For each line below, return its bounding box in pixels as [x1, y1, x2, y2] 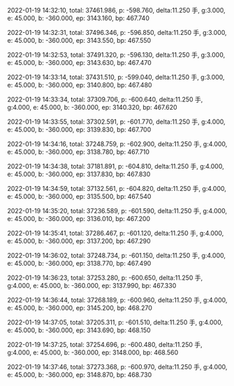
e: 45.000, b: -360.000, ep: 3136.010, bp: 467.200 [7, 215, 151, 222]
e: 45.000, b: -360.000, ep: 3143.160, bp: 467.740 [7, 14, 150, 22]
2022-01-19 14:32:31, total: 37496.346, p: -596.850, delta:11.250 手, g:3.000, [7, 29, 227, 36]
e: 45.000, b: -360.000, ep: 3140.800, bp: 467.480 [7, 81, 152, 89]
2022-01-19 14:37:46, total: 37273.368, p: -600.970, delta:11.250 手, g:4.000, [7, 363, 228, 371]
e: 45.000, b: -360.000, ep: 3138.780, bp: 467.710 [7, 148, 150, 156]
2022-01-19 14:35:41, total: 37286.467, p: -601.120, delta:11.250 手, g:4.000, [7, 229, 224, 237]
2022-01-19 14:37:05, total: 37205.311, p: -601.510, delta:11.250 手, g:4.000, [7, 318, 224, 327]
